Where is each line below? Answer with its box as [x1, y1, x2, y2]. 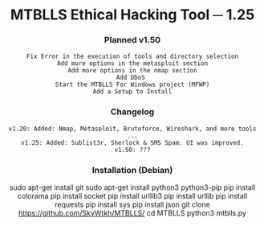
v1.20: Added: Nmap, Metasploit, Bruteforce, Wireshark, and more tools [8, 125, 257, 133]
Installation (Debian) [91, 164, 173, 175]
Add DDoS [116, 74, 146, 82]
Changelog [110, 106, 155, 117]
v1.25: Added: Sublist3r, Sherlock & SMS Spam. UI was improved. [21, 138, 244, 146]
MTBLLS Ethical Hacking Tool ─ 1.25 [10, 6, 255, 24]
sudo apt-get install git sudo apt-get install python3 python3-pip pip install [9, 183, 256, 192]
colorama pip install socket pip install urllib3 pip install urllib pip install [17, 191, 248, 201]
